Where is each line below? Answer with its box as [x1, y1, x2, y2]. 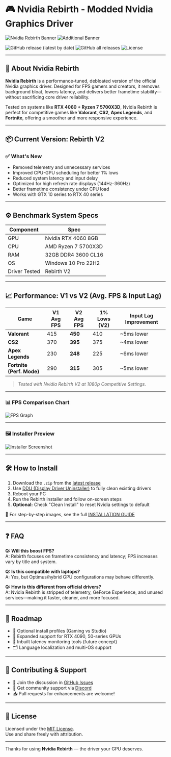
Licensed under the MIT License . [5, 725, 74, 731]
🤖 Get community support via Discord [12, 685, 92, 691]
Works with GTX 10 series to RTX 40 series [12, 191, 103, 197]
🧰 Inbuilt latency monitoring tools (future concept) [12, 639, 118, 645]
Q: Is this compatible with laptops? [5, 569, 80, 575]
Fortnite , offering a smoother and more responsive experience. [5, 115, 138, 121]
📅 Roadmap [5, 614, 42, 623]
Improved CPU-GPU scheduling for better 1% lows [12, 170, 119, 176]
